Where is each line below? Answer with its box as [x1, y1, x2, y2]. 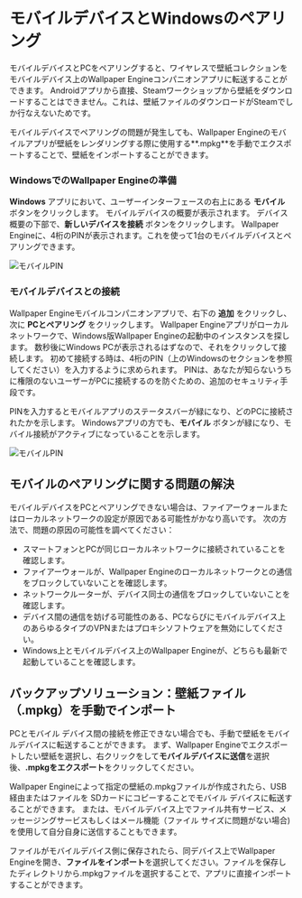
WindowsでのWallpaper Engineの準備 [9, 173, 178, 186]
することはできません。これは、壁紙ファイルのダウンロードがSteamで [24, 96, 286, 106]
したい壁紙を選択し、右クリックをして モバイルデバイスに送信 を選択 [16, 751, 270, 762]
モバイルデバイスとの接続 [9, 285, 120, 298]
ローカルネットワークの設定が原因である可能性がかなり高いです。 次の [16, 514, 279, 524]
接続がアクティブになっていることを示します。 [32, 428, 206, 439]
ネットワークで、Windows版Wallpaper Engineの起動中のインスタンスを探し [9, 330, 290, 341]
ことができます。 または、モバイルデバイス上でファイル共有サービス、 [16, 804, 279, 815]
